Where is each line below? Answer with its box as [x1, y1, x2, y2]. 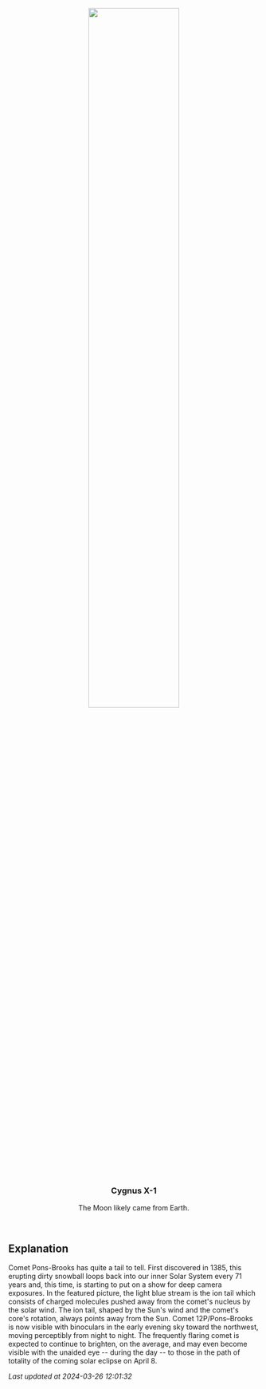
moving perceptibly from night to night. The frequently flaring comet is [8, 1331, 240, 1340]
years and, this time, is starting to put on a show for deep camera [8, 1280, 222, 1289]
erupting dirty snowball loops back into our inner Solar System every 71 [8, 1272, 243, 1281]
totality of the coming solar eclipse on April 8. [8, 1356, 158, 1366]
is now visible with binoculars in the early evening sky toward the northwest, [8, 1322, 259, 1332]
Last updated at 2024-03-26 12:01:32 [8, 1371, 133, 1381]
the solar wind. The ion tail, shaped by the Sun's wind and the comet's [8, 1305, 239, 1315]
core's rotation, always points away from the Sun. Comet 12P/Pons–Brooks [8, 1314, 253, 1324]
